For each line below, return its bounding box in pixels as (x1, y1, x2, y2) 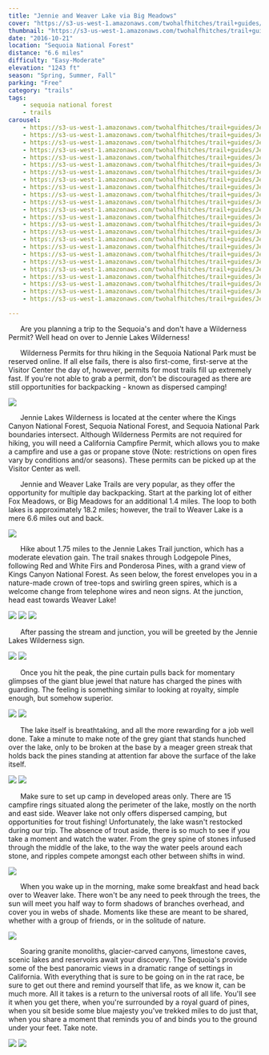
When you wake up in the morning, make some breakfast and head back (19, 881, 259, 891)
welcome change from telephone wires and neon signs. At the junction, (8, 586, 243, 596)
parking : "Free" (8, 79, 62, 87)
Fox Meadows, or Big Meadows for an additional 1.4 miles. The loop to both (8, 496, 257, 506)
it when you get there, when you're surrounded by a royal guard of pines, (8, 997, 250, 1007)
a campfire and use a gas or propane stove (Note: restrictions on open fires (8, 447, 258, 456)
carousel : (8, 116, 42, 124)
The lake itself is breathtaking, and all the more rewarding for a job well (19, 725, 255, 734)
